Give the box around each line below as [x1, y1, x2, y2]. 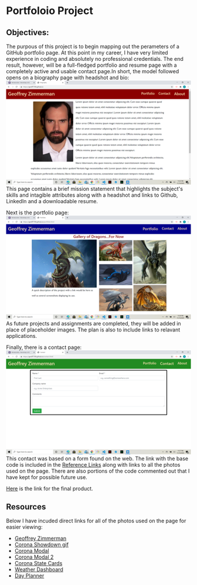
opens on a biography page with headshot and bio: [6, 74, 130, 81]
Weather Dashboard [14, 566, 63, 573]
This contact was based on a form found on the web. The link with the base [6, 455, 189, 462]
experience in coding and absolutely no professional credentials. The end [6, 56, 184, 62]
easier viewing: [6, 524, 43, 531]
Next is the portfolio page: [6, 209, 69, 216]
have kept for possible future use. [6, 473, 88, 481]
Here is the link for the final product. [6, 485, 93, 492]
